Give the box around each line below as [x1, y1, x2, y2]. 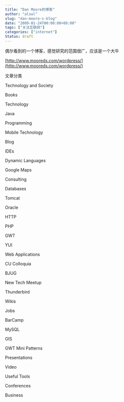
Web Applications [5, 251, 40, 257]
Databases [5, 186, 27, 191]
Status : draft [5, 34, 34, 39]
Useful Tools [5, 373, 30, 379]
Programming [5, 120, 32, 126]
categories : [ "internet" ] [5, 30, 57, 34]
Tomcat [5, 195, 20, 201]
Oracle [5, 204, 18, 210]
